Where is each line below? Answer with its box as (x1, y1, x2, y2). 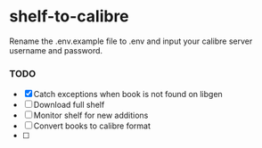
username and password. (9, 45, 103, 55)
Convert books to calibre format (33, 120, 151, 131)
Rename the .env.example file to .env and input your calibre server (9, 36, 253, 46)
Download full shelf (33, 100, 105, 111)
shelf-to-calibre (9, 6, 129, 27)
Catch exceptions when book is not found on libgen (33, 89, 223, 100)
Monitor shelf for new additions (33, 110, 149, 121)
